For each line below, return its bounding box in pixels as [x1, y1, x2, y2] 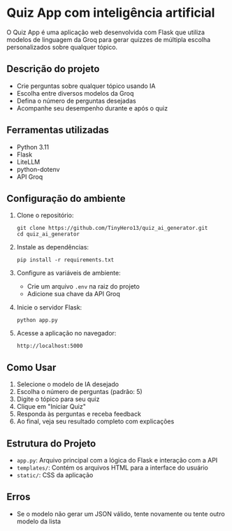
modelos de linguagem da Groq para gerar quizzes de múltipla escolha [6, 35, 211, 43]
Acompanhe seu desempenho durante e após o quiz [16, 103, 168, 112]
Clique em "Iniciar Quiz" [16, 402, 87, 411]
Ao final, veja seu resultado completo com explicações [16, 417, 175, 425]
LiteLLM [16, 157, 41, 166]
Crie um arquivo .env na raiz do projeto [27, 282, 140, 291]
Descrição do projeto [6, 63, 100, 75]
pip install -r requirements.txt [16, 256, 115, 263]
